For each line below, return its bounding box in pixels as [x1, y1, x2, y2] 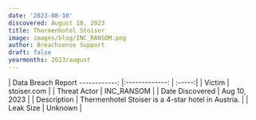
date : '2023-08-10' [8, 11, 73, 20]
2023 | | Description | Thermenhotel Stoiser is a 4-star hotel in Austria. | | [8, 95, 249, 104]
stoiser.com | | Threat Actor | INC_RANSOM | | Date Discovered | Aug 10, [8, 86, 246, 95]
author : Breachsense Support [8, 41, 105, 49]
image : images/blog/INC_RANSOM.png [8, 33, 127, 42]
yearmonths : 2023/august [8, 56, 91, 64]
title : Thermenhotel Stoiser [8, 26, 105, 34]
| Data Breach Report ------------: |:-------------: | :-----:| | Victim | [8, 77, 230, 87]
